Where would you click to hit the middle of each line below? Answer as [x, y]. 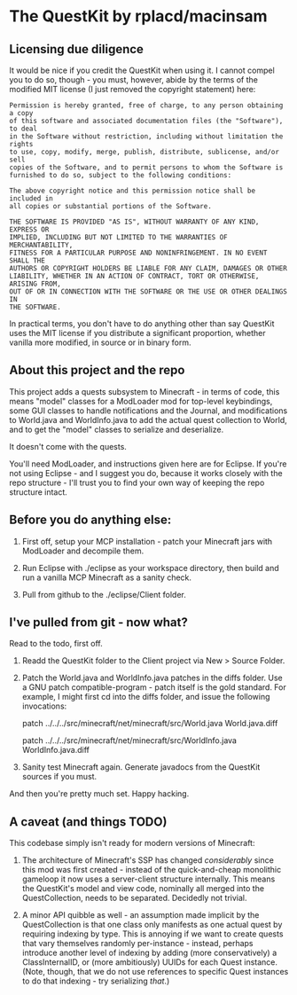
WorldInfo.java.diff [56, 750]
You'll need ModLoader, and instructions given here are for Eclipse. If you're [148, 464]
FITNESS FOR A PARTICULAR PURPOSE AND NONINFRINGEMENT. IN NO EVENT [138, 253]
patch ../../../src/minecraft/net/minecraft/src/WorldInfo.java [129, 740]
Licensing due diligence [77, 49]
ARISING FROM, [35, 284]
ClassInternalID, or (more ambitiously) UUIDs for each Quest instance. [149, 962]
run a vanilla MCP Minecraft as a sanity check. [107, 577]
